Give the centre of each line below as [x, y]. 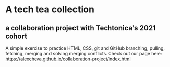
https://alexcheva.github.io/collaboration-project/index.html [68, 59]
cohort [16, 36]
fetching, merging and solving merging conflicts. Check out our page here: [84, 54]
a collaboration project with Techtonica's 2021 [80, 28]
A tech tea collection [50, 9]
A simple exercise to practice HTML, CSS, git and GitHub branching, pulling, [85, 48]
